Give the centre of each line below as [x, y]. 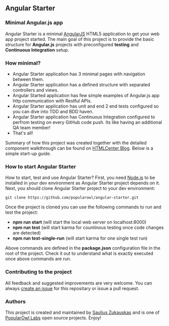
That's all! [23, 133]
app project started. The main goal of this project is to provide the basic [80, 39]
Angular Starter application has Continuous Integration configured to [84, 117]
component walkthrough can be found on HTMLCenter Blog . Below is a [79, 148]
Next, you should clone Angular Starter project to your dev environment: [80, 189]
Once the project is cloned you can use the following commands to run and [83, 207]
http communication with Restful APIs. [52, 101]
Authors [16, 301]
